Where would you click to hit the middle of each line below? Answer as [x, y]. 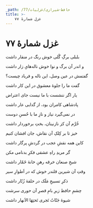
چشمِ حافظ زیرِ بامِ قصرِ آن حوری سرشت [44, 191]
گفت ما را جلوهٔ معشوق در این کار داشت [43, 86]
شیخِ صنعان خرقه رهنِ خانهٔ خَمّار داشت [41, 162]
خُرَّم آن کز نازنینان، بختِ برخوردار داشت [43, 124]
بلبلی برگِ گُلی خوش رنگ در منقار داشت [43, 57]
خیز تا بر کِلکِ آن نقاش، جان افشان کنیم [42, 133]
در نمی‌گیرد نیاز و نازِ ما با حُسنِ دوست [41, 114]
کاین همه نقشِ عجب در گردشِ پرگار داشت [45, 143]
